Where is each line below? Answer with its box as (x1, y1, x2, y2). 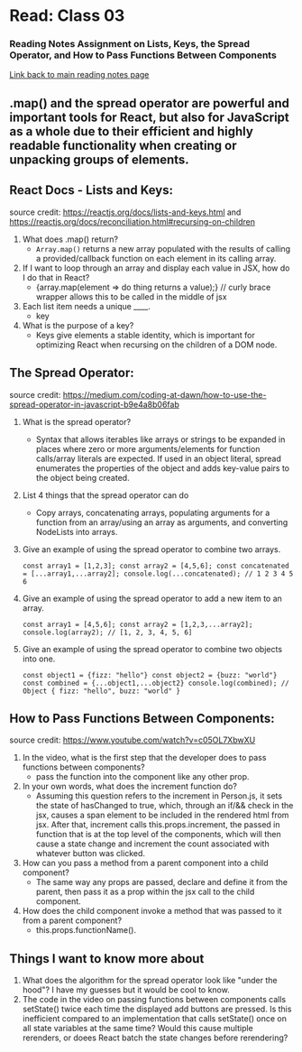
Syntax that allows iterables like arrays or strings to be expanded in (35, 434, 286, 445)
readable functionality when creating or (9, 137, 237, 153)
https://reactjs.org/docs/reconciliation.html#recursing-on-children (9, 216, 255, 226)
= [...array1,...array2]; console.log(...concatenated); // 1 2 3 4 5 (22, 569, 294, 578)
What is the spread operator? (22, 416, 132, 427)
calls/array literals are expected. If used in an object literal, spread (35, 453, 282, 464)
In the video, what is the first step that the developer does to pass (22, 752, 267, 763)
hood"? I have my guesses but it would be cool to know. (22, 984, 230, 995)
